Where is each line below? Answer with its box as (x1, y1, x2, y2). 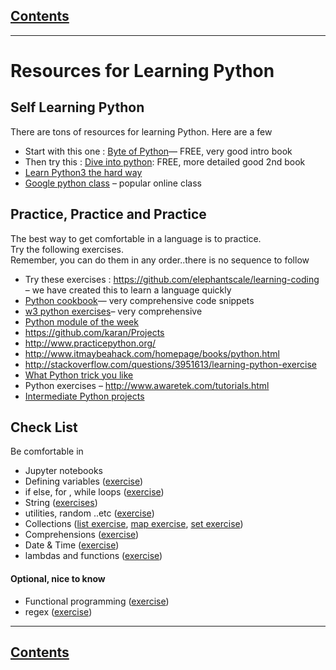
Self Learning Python (10, 99, 145, 116)
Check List (10, 419, 78, 436)
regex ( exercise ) (24, 605, 93, 618)
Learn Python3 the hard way (24, 166, 143, 178)
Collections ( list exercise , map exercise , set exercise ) (24, 518, 244, 530)
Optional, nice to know (10, 573, 106, 585)
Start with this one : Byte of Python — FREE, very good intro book (24, 145, 293, 157)
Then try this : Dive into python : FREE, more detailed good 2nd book (24, 155, 306, 168)
